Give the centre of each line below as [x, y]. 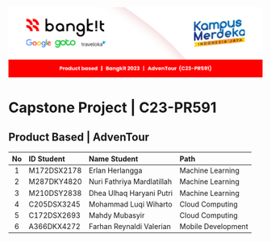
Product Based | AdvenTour [79, 137]
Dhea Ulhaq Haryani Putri [131, 193]
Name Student [113, 159]
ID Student [47, 159]
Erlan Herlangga [115, 171]
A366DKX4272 [54, 227]
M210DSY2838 [55, 193]
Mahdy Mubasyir [117, 215]
